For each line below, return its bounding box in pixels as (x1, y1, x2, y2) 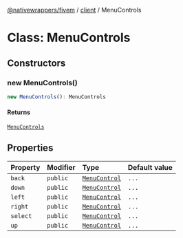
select (10, 212, 32, 219)
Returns (7, 108, 31, 116)
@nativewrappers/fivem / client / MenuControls (7, 6, 142, 14)
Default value (127, 162, 173, 172)
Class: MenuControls (7, 30, 131, 45)
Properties (7, 142, 54, 154)
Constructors (7, 57, 66, 69)
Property (10, 162, 41, 172)
